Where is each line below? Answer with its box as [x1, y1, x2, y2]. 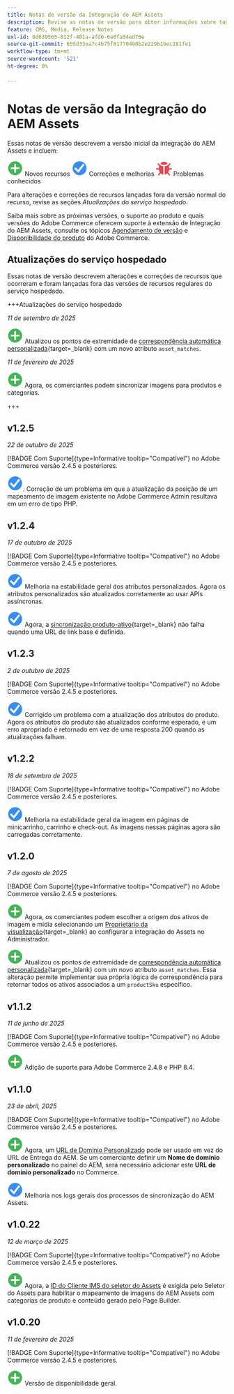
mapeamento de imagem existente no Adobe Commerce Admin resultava [7, 492, 218, 501]
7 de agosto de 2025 [7, 869, 68, 877]
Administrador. [7, 935, 50, 944]
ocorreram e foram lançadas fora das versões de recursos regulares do [7, 280, 212, 288]
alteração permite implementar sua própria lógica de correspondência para [7, 973, 223, 981]
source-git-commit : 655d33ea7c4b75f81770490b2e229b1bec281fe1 [7, 40, 192, 48]
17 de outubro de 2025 [7, 538, 72, 547]
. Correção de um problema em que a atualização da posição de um [23, 485, 218, 493]
